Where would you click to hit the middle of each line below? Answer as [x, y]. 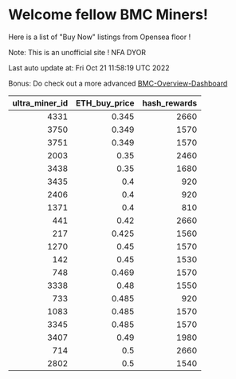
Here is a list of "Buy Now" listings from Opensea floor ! [100, 37]
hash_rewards [170, 103]
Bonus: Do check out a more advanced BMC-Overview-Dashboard [118, 83]
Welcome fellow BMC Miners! [108, 15]
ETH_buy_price [105, 103]
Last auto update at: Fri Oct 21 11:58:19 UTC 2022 [89, 68]
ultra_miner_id [40, 103]
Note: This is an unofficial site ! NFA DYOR [77, 52]
